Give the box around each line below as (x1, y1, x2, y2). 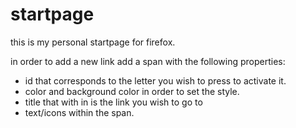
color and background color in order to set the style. (24, 85, 240, 97)
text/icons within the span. (24, 106, 135, 118)
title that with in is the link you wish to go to (24, 96, 203, 108)
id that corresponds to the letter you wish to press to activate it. (24, 74, 287, 87)
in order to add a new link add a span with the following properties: (10, 55, 286, 67)
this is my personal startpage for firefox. (10, 36, 176, 48)
